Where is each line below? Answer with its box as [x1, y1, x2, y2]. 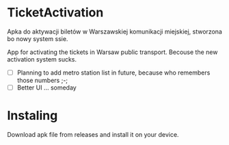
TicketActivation [7, 5, 104, 21]
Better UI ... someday [16, 83, 77, 92]
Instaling [7, 108, 58, 124]
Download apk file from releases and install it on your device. [7, 131, 179, 138]
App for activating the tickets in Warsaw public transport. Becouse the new [7, 48, 218, 56]
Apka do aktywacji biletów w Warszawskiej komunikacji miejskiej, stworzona [7, 27, 222, 36]
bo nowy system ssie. [7, 34, 68, 42]
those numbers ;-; [16, 77, 68, 84]
